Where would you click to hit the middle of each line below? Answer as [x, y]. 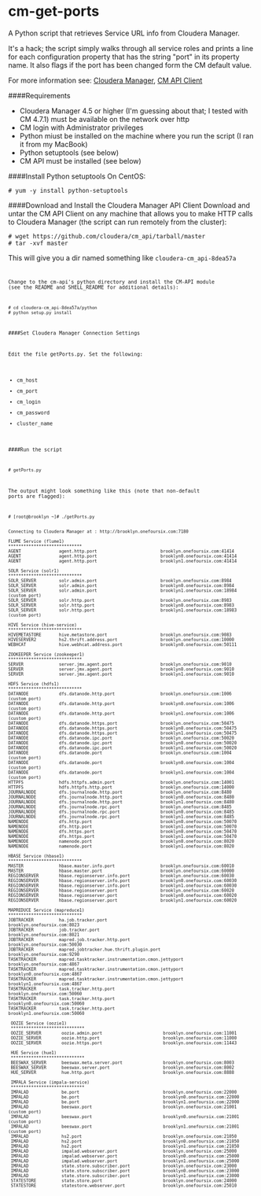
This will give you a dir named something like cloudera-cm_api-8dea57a [122, 257]
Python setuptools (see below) [69, 153]
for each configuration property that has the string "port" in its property [124, 57]
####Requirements [39, 95]
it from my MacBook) [53, 144]
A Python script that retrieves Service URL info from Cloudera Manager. [124, 33]
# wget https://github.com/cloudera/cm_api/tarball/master [107, 236]
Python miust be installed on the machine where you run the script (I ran [136, 135]
